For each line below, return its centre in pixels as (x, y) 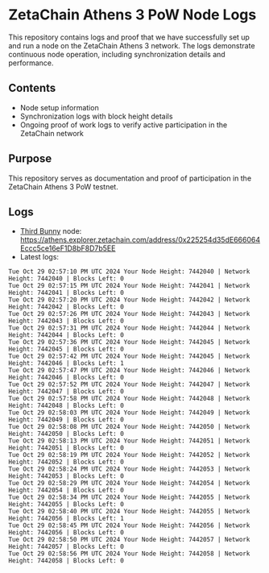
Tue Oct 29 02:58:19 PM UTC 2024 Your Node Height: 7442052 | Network (129, 455)
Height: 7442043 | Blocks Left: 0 (66, 321)
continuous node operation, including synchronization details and (117, 54)
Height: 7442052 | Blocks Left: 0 (66, 462)
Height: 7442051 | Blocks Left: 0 (66, 448)
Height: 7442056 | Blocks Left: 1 (66, 519)
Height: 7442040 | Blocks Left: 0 (66, 279)
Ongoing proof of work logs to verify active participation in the (124, 125)
